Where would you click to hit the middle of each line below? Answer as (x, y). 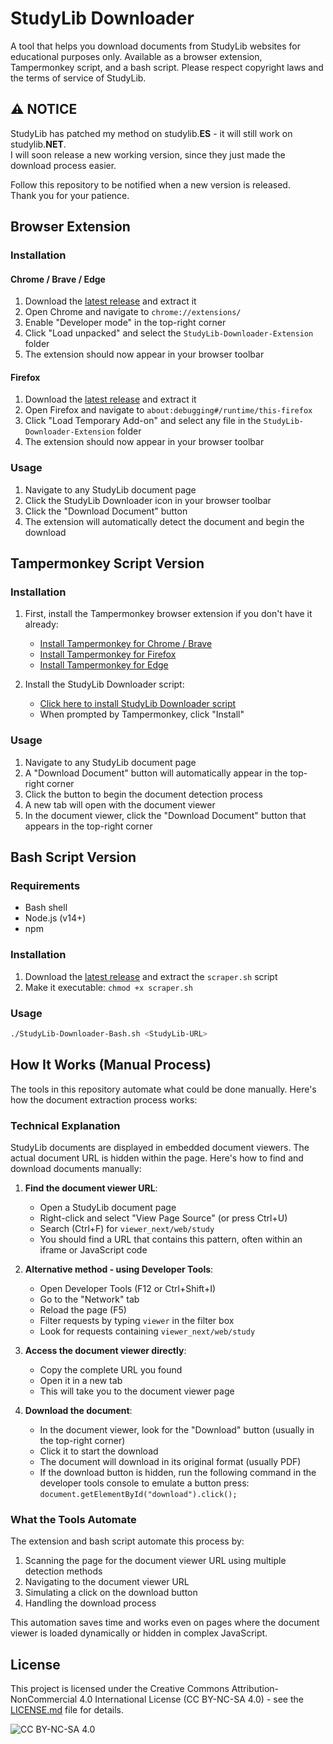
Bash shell (46, 908)
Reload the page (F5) (83, 1310)
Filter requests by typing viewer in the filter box (137, 1321)
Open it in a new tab (81, 1381)
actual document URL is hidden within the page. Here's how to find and (157, 1158)
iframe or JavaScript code (93, 1250)
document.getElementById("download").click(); (138, 1495)
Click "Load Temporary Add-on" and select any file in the (143, 421)
